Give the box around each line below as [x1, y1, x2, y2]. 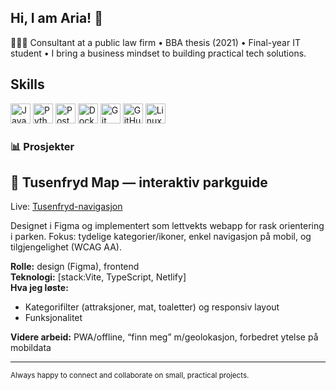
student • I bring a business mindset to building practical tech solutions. [10, 47, 307, 59]
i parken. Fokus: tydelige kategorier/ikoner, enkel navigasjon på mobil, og [10, 231, 312, 243]
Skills [10, 76, 45, 93]
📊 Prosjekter [10, 139, 75, 153]
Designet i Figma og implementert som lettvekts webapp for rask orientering [10, 220, 325, 232]
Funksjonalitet [24, 312, 83, 324]
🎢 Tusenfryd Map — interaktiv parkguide [10, 174, 268, 191]
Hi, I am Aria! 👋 [10, 10, 103, 27]
